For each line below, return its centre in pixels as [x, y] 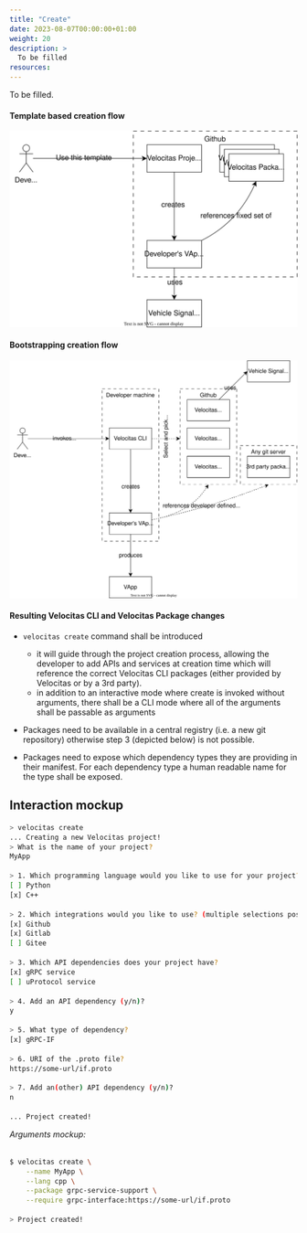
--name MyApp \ [55, 1171]
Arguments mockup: [48, 1134]
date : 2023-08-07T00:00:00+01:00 [73, 29]
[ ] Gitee [28, 943]
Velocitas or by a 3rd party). [89, 683]
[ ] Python [30, 886]
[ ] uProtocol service [53, 982]
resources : [30, 68]
